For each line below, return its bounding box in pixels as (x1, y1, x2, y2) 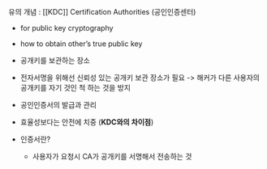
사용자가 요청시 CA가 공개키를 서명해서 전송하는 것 (32, 152, 192, 161)
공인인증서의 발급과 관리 (19, 100, 97, 109)
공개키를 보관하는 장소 (19, 56, 91, 65)
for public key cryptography (19, 23, 114, 32)
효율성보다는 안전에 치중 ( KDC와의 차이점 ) (19, 117, 154, 127)
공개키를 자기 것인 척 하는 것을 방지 (19, 83, 131, 92)
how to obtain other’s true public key (19, 39, 143, 49)
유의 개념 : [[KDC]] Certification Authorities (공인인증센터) (8, 7, 196, 16)
